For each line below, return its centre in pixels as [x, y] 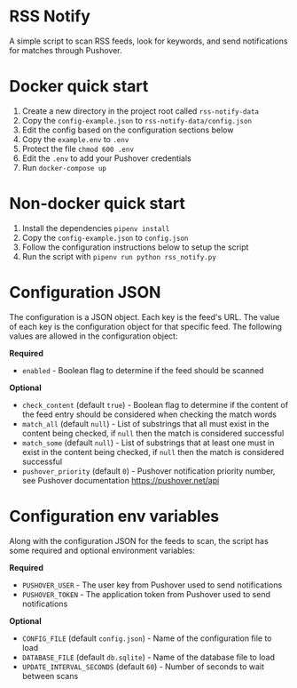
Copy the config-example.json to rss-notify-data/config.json [137, 120]
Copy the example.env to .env [75, 139]
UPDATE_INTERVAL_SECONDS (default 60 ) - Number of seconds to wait [143, 666]
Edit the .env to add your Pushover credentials [107, 158]
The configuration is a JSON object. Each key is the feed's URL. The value [145, 316]
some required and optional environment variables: [102, 550]
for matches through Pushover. [66, 50]
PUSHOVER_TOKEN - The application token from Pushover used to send [146, 594]
